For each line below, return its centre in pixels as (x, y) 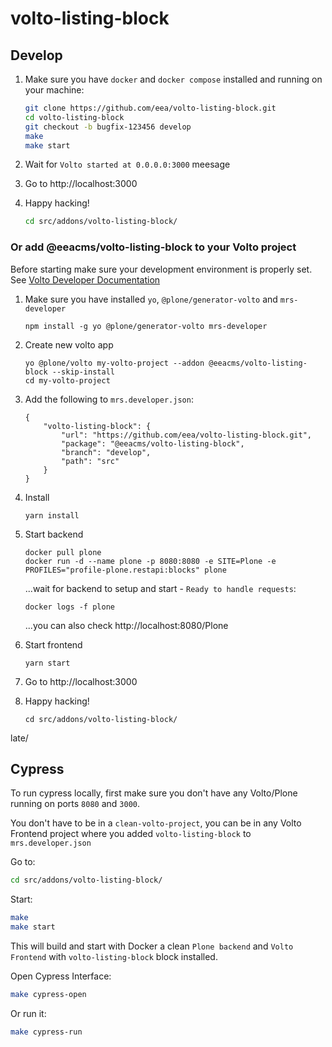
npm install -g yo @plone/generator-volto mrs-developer (146, 326)
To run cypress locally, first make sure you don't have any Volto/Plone (154, 793)
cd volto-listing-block (74, 117)
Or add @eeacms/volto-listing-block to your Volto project (153, 247)
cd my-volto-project (67, 380)
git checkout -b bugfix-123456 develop (108, 127)
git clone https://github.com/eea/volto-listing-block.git (150, 108)
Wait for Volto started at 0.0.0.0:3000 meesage (127, 164)
